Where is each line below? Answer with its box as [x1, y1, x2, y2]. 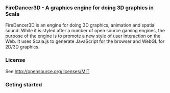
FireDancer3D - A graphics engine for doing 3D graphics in [5, 4, 154, 11]
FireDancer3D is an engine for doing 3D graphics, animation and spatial [5, 22, 156, 28]
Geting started [5, 81, 42, 88]
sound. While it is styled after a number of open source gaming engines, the [5, 28, 165, 34]
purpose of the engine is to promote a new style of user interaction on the [5, 33, 161, 39]
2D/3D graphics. [5, 44, 40, 50]
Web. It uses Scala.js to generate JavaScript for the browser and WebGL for [5, 38, 165, 44]
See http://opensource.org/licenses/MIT [5, 68, 90, 74]
